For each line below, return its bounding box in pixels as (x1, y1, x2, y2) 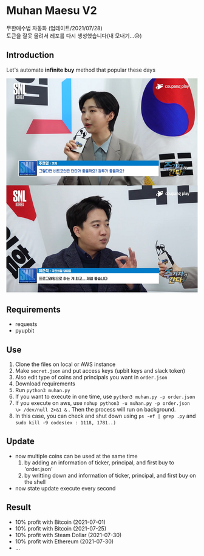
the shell (24, 478, 46, 486)
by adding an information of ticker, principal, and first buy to (24, 459, 175, 466)
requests (15, 320, 38, 328)
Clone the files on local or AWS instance (15, 361, 116, 368)
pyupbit (15, 327, 35, 334)
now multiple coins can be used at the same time (15, 452, 138, 459)
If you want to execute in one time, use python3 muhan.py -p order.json (15, 393, 195, 401)
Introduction (6, 50, 55, 61)
